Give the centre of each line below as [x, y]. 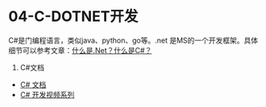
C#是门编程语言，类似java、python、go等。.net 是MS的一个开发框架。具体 [133, 40]
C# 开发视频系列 [47, 94]
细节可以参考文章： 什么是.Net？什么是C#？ [80, 50]
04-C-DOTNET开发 [73, 16]
